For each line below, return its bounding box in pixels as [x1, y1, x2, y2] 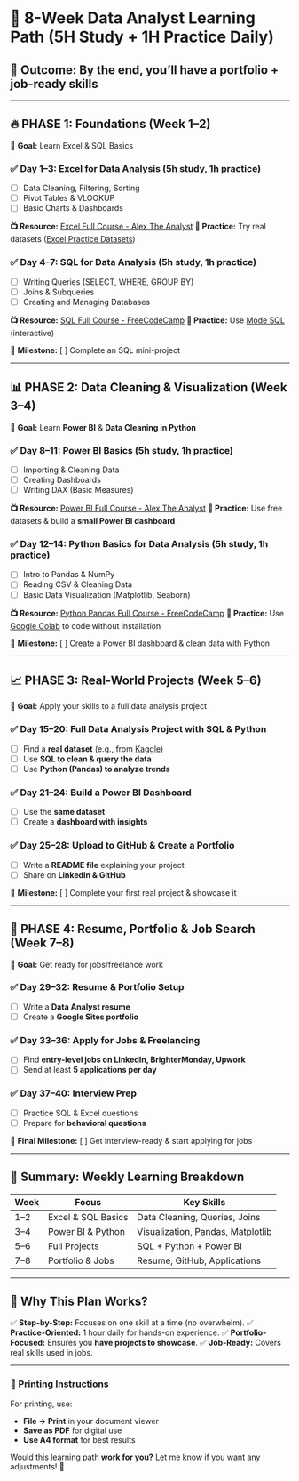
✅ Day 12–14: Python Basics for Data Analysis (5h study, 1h [10, 538, 269, 550]
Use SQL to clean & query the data [22, 753, 152, 764]
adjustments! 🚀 [10, 1461, 65, 1471]
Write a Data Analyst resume [22, 1001, 131, 1012]
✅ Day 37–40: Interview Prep [10, 1087, 137, 1099]
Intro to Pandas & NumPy [22, 569, 115, 580]
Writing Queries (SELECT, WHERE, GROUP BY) [22, 276, 194, 287]
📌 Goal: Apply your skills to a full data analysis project [10, 701, 208, 712]
